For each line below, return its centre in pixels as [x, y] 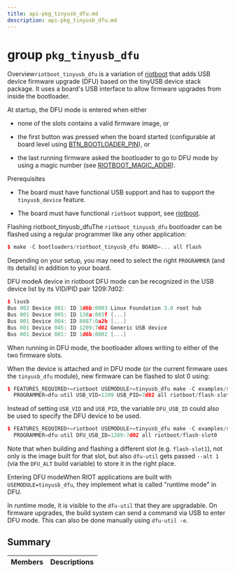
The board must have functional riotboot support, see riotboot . [109, 213]
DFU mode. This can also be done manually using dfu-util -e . [98, 521]
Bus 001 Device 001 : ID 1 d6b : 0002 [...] [67, 334]
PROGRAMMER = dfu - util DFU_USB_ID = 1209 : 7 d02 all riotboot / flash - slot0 [115, 435]
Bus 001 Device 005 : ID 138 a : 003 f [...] [67, 315]
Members [27, 562]
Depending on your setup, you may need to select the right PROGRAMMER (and [116, 261]
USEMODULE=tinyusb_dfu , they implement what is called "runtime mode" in [112, 485]
